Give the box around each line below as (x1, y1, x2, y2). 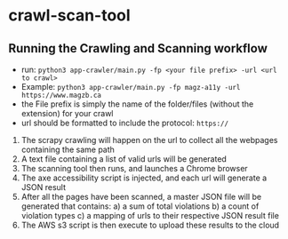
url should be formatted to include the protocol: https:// (20, 117, 228, 128)
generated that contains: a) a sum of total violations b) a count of (20, 201, 260, 211)
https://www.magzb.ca (20, 91, 101, 100)
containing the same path (20, 144, 115, 155)
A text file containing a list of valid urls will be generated (20, 154, 228, 164)
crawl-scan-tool (8, 5, 131, 26)
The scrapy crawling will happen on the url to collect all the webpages (20, 135, 278, 145)
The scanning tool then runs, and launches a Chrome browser (20, 163, 248, 173)
